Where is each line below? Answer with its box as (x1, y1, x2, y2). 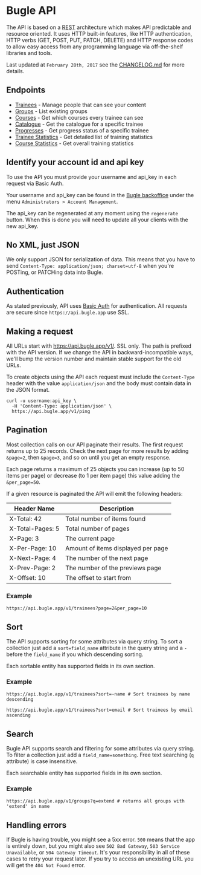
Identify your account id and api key (6, 157, 144, 168)
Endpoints (6, 85, 46, 96)
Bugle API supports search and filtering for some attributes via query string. (6, 745, 195, 752)
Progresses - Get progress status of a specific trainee (14, 126, 149, 134)
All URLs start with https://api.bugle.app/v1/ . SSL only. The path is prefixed (6, 342, 192, 350)
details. (6, 67, 25, 74)
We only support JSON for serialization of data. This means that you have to (6, 256, 196, 263)
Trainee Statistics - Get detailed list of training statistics (14, 133, 153, 140)
